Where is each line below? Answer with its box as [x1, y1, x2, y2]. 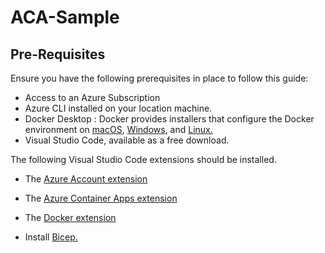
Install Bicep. [24, 231, 78, 243]
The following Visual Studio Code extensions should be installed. [10, 154, 277, 165]
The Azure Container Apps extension [24, 192, 178, 204]
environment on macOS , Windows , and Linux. [24, 124, 213, 135]
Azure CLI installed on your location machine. [24, 102, 213, 114]
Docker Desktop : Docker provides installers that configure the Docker [24, 113, 315, 125]
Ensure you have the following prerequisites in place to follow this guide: [10, 72, 309, 84]
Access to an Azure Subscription [24, 92, 161, 103]
